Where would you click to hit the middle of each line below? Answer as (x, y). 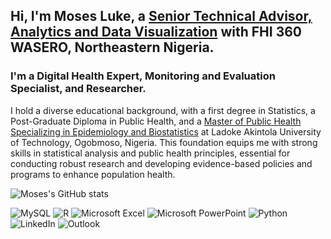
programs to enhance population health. (93, 174)
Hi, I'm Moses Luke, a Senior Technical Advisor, (161, 16)
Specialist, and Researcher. (78, 89)
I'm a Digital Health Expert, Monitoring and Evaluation (143, 76)
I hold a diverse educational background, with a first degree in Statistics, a (163, 110)
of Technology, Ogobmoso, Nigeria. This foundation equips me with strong (164, 142)
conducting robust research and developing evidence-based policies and (161, 163)
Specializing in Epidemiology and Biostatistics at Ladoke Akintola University (166, 131)
